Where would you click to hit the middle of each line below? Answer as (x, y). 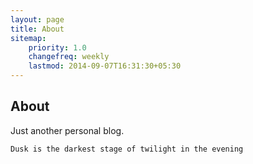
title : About (37, 29)
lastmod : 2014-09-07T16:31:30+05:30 (105, 66)
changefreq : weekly (69, 57)
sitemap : (28, 38)
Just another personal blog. (67, 130)
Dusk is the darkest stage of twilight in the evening (127, 149)
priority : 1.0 (57, 47)
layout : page (37, 19)
